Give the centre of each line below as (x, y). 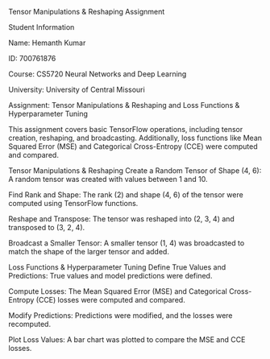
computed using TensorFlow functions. (73, 203)
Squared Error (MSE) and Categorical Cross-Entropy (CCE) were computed (133, 146)
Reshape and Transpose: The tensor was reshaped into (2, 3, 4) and (122, 219)
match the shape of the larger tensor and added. (89, 252)
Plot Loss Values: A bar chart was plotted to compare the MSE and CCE (127, 340)
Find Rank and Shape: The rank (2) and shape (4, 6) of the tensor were (126, 195)
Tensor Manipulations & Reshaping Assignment (87, 12)
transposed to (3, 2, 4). (47, 227)
